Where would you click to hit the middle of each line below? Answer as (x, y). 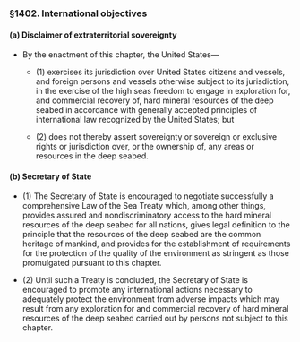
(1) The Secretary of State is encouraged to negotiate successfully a (148, 196)
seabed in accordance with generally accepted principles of (146, 110)
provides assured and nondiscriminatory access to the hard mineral (146, 215)
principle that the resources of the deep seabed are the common (141, 235)
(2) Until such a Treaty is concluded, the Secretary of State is (135, 280)
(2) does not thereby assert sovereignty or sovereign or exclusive (156, 137)
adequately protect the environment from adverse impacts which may (151, 299)
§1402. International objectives (78, 13)
